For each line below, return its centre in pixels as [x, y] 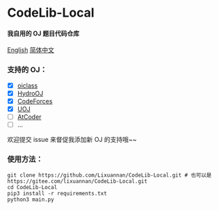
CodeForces [35, 101]
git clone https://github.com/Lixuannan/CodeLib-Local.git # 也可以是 [109, 175]
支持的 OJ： [27, 70]
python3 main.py [31, 200]
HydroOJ [30, 93]
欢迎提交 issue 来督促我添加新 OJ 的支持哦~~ [72, 140]
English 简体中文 [31, 50]
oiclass [27, 86]
